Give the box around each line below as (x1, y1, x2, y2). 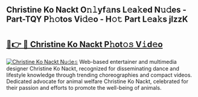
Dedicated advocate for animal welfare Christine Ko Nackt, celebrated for (6, 78, 189, 85)
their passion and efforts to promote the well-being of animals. (6, 84, 162, 91)
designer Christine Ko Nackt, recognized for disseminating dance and (6, 65, 179, 72)
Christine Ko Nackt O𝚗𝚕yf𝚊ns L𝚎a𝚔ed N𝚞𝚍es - (6, 5, 187, 15)
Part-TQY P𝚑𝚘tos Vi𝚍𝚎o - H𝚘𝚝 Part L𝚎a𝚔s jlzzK (6, 14, 188, 25)
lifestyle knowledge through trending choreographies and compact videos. (6, 72, 192, 78)
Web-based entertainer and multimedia (79, 58, 177, 65)
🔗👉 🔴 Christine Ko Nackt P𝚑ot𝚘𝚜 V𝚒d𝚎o (6, 39, 163, 49)
